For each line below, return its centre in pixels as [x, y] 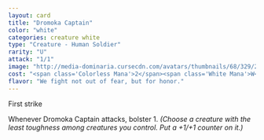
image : [19, 67]
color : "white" [33, 30]
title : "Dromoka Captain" [50, 23]
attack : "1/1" [31, 60]
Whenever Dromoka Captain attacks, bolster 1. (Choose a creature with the [130, 119]
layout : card [29, 15]
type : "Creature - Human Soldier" [65, 45]
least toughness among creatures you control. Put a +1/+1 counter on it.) [126, 127]
